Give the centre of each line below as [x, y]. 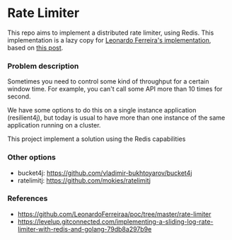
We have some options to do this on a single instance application [102, 110]
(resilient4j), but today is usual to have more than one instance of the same [116, 118]
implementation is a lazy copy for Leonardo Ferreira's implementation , [109, 40]
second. [19, 96]
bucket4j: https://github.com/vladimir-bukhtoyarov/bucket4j [105, 173]
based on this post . [35, 47]
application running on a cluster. [54, 125]
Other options [32, 157]
